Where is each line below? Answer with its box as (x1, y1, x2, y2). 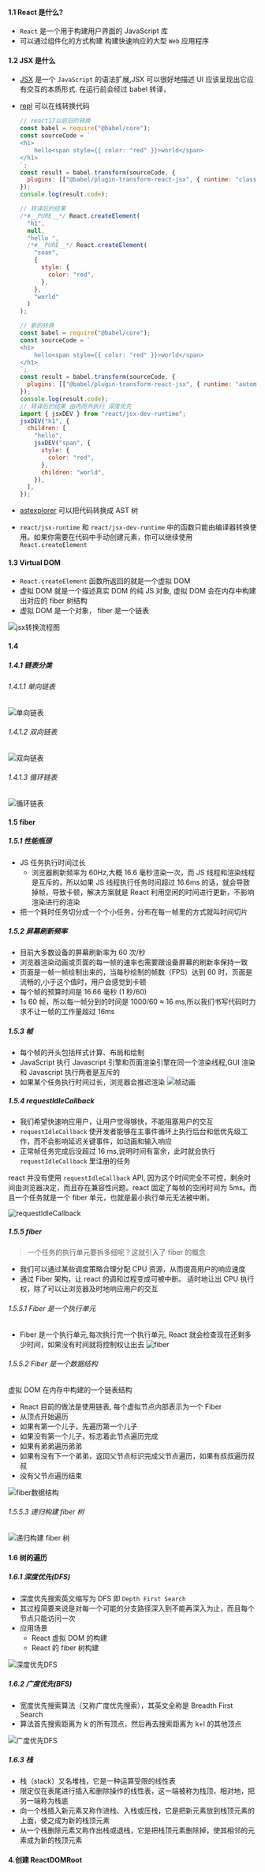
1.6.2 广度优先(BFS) (8, 1679, 73, 1689)
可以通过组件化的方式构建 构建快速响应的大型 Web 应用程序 (19, 36, 210, 46)
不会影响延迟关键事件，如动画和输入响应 (40, 1136, 172, 1146)
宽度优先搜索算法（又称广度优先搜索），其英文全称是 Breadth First (19, 1701, 233, 1710)
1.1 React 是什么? (8, 7, 63, 17)
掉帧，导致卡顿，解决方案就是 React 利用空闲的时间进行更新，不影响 (31, 887, 255, 897)
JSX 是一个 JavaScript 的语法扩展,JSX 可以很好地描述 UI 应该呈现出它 (19, 75, 248, 84)
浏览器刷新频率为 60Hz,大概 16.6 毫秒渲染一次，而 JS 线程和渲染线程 (31, 867, 256, 877)
